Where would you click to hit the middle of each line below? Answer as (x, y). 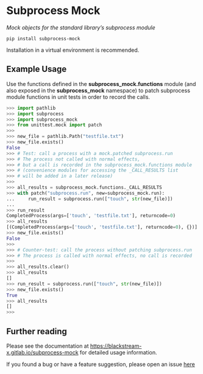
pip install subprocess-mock (43, 38)
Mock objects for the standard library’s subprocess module (81, 27)
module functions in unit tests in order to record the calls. (78, 97)
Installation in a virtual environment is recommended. (73, 50)
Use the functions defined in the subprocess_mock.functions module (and (101, 84)
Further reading (37, 331)
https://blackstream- (116, 346)
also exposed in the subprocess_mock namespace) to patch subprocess (98, 90)
